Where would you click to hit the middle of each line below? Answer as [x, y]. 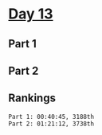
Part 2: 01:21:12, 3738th [51, 124]
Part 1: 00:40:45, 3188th [51, 117]
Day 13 [31, 14]
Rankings [32, 98]
